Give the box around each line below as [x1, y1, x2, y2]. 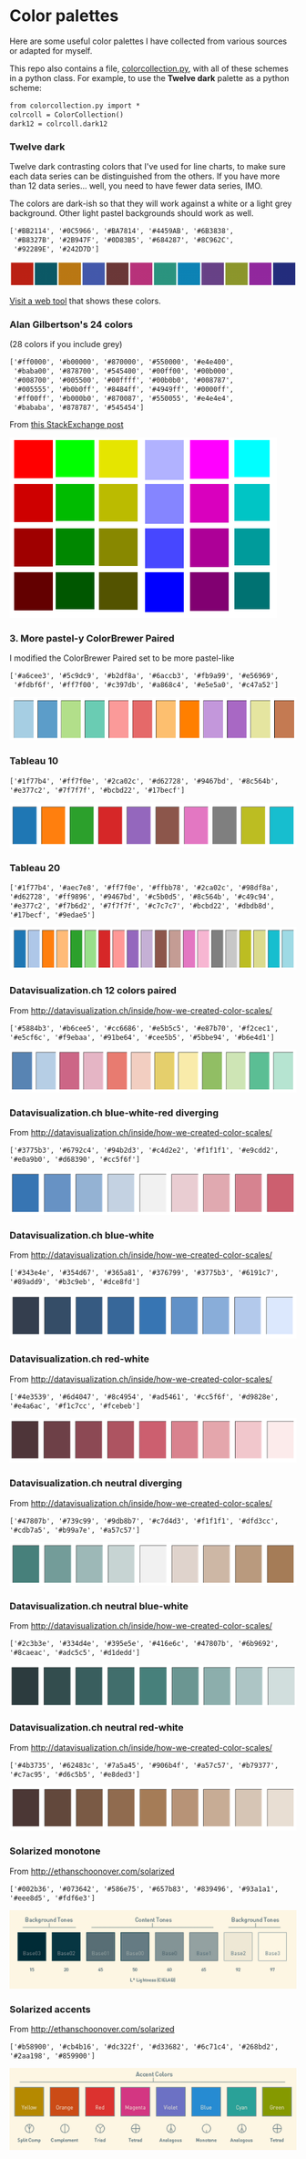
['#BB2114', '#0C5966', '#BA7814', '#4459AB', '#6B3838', [9, 227, 234, 236]
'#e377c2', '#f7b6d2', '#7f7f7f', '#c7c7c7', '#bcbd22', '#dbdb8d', [9, 901, 275, 911]
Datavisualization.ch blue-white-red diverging [9, 1106, 219, 1119]
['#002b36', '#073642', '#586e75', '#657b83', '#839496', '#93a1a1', [9, 1884, 280, 1894]
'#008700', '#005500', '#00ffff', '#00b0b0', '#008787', [13, 375, 234, 386]
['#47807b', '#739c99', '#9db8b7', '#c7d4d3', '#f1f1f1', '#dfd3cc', [9, 1516, 280, 1526]
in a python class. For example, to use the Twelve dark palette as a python [9, 72, 290, 83]
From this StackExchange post [9, 419, 125, 430]
